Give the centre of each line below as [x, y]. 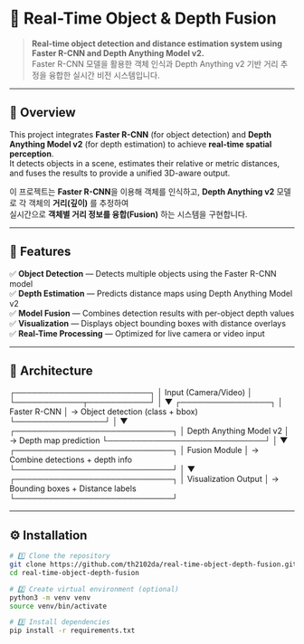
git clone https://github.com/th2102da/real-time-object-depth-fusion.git [153, 564]
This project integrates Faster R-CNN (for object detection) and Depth [141, 134]
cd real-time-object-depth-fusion [75, 573]
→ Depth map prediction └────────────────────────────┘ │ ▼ [149, 440]
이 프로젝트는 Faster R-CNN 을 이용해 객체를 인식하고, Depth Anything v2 [142, 191]
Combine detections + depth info [71, 459]
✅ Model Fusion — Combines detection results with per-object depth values [152, 313]
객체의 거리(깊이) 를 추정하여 [79, 203]
